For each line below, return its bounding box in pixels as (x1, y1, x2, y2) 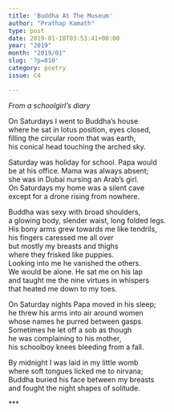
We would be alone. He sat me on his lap (8, 267, 143, 276)
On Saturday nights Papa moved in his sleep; (8, 299, 156, 309)
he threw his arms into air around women (8, 308, 144, 317)
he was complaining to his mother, (8, 333, 122, 343)
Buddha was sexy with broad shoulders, (8, 206, 141, 217)
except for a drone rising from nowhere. (8, 191, 140, 201)
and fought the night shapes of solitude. (8, 383, 140, 393)
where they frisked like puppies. (8, 250, 115, 259)
